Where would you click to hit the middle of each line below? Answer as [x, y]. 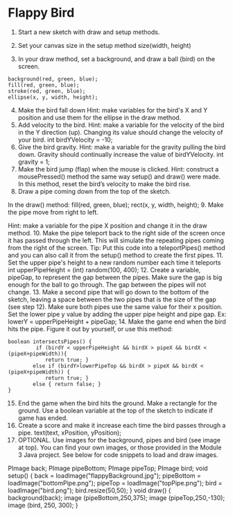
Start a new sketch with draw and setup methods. [89, 32]
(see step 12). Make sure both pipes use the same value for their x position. [115, 306]
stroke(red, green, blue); [47, 91]
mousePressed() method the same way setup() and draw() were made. [119, 176]
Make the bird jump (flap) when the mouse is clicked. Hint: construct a [118, 169]
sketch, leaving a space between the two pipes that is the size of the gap [112, 299]
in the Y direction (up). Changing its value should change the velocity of [120, 132]
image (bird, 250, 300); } [43, 505]
